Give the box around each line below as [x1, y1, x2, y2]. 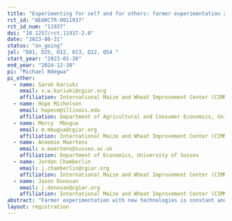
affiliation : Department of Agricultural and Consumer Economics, [19, 113, 215, 120]
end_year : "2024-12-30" [7, 62, 76, 69]
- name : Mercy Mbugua [13, 119, 79, 127]
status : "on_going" [7, 42, 64, 49]
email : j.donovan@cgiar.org [19, 184, 100, 191]
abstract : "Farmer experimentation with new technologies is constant [7, 197, 215, 204]
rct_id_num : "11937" [7, 23, 67, 30]
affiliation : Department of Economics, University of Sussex [19, 152, 199, 159]
